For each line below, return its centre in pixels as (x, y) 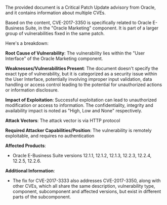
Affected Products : (26, 145)
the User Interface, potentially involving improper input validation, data (79, 79)
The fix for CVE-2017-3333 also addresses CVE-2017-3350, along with (87, 181)
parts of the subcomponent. (42, 197)
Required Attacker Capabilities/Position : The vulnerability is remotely (78, 130)
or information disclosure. (32, 90)
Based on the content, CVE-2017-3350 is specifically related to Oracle (78, 23)
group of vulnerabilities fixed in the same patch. (55, 33)
